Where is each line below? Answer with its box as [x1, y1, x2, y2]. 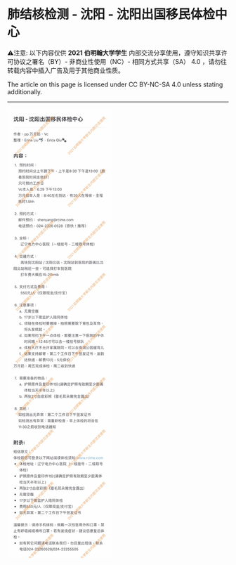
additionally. [7, 87, 43, 96]
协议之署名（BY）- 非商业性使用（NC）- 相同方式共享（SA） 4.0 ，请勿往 [13, 57, 227, 65]
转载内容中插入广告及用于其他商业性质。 [7, 66, 124, 74]
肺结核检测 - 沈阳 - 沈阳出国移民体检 [7, 6, 216, 22]
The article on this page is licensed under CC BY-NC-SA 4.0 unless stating [7, 80, 223, 89]
